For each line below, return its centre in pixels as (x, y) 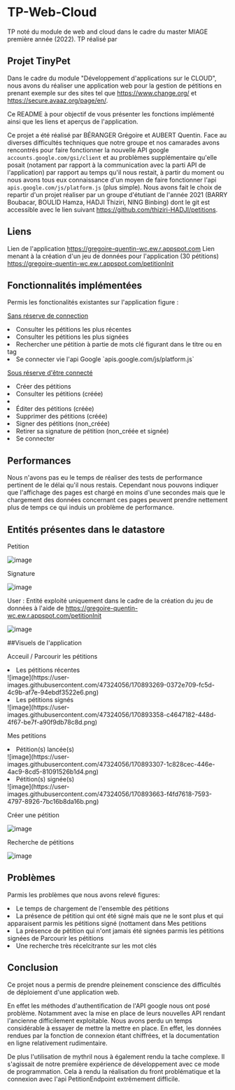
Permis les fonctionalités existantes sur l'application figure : (93, 302)
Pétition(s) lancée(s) (45, 749)
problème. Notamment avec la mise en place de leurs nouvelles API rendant (116, 1013)
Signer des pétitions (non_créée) (63, 424)
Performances (39, 460)
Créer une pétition (33, 815)
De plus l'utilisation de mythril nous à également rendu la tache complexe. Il (116, 1056)
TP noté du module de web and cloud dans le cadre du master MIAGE (108, 32)
